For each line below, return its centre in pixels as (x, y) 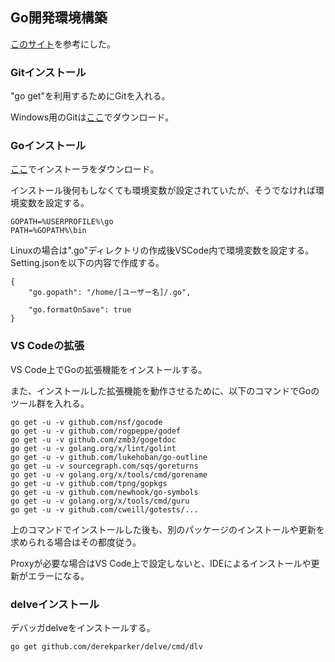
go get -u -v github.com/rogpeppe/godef (96, 431)
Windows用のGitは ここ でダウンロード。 (92, 117)
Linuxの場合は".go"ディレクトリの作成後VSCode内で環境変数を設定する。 (162, 250)
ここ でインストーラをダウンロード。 (85, 169)
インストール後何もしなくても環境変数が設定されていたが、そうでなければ (163, 190)
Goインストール (48, 146)
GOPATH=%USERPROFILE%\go (62, 222)
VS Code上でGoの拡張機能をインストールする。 (109, 369)
